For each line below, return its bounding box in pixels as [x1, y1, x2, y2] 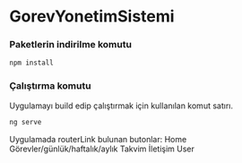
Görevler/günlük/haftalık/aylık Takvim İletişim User [9, 143, 195, 154]
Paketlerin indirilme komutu [9, 39, 133, 51]
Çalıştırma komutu [9, 80, 91, 92]
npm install [9, 58, 54, 68]
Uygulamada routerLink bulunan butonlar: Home [9, 133, 187, 144]
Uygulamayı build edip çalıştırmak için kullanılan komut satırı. [9, 100, 233, 111]
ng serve [9, 117, 42, 126]
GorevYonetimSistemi [9, 6, 175, 27]
